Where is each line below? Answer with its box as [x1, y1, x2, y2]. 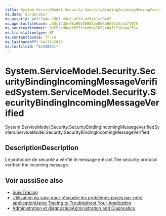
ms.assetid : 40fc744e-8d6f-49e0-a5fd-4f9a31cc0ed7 [5, 16, 112, 21]
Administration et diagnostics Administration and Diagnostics [12, 205, 135, 211]
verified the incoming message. [5, 162, 70, 168]
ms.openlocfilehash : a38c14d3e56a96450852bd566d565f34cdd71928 [5, 21, 138, 26]
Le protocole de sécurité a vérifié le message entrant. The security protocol [5, 157, 158, 162]
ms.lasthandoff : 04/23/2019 [5, 40, 63, 45]
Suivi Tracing [12, 189, 38, 196]
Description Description [5, 143, 79, 152]
